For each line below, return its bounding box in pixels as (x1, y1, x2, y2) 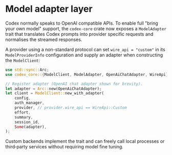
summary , (14, 114, 33, 120)
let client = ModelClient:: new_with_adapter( (5, 91, 104, 96)
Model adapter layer (5, 3, 93, 15)
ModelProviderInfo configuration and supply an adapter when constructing (5, 52, 163, 58)
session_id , (14, 119, 40, 125)
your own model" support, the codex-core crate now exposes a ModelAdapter (5, 25, 166, 31)
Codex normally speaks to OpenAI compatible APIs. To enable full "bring (5, 20, 159, 26)
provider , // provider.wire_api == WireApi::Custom (14, 105, 127, 110)
